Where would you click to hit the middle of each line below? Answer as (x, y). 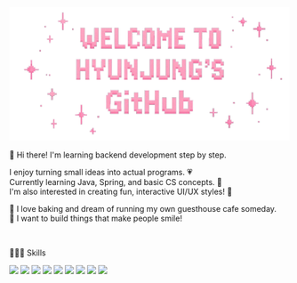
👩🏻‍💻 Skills (28, 253)
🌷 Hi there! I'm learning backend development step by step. (118, 155)
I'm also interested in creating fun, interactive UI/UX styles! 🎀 (121, 192)
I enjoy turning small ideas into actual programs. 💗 (101, 173)
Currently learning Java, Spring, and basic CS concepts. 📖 (116, 182)
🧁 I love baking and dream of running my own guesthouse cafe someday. (143, 209)
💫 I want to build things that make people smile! (96, 218)
